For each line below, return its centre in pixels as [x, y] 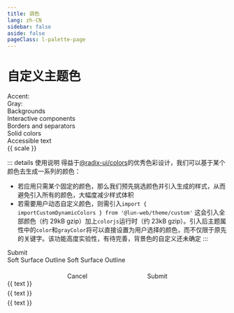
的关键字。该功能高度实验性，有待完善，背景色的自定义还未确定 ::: [112, 239]
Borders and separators [41, 126]
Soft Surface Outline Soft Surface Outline [66, 260]
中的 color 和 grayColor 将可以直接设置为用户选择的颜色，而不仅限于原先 [125, 230]
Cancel [78, 276]
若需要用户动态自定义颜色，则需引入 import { [82, 204]
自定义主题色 [44, 77]
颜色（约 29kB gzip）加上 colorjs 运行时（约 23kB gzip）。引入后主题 [122, 221]
